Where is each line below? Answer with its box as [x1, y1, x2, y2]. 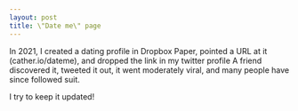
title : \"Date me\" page [9, 21, 101, 30]
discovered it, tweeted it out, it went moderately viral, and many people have [9, 64, 290, 75]
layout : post [9, 12, 58, 22]
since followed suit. [9, 74, 80, 84]
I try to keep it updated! [9, 91, 95, 102]
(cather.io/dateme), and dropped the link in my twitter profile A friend [9, 55, 262, 66]
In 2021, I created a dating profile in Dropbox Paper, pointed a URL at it [9, 45, 268, 56]
